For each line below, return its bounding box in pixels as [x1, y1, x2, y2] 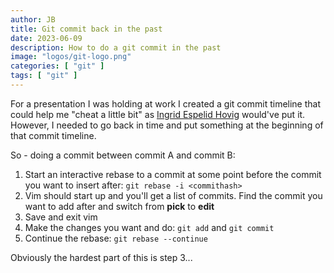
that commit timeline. [10, 129, 97, 141]
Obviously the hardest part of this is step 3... [10, 251, 193, 263]
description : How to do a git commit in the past [10, 42, 222, 53]
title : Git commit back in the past [10, 24, 163, 34]
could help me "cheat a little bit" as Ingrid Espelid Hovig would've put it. [10, 108, 306, 120]
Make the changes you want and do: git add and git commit [24, 221, 275, 233]
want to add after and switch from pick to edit [24, 200, 215, 212]
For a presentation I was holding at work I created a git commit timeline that [10, 97, 322, 110]
